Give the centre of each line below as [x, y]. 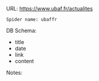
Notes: [14, 73]
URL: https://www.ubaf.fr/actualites [49, 9]
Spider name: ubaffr [32, 20]
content [24, 61]
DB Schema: [21, 30]
